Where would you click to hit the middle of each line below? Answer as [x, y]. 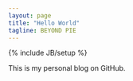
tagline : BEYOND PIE [43, 30]
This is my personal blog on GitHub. [67, 68]
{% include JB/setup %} [48, 53]
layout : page [30, 15]
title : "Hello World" [44, 23]
